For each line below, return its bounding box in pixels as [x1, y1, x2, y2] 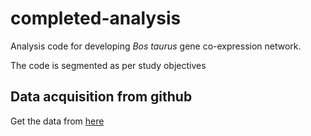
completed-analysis [10, 7, 182, 30]
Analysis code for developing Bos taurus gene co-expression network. [10, 40, 302, 52]
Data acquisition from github [10, 88, 193, 106]
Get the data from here [10, 115, 105, 127]
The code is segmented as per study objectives [10, 59, 207, 71]
